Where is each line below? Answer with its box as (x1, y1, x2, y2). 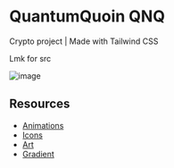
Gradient (21, 148, 55, 159)
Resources (9, 97, 70, 112)
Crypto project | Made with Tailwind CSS (9, 36, 159, 46)
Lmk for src (9, 53, 52, 63)
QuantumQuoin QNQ (9, 6, 165, 27)
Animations (21, 120, 64, 130)
